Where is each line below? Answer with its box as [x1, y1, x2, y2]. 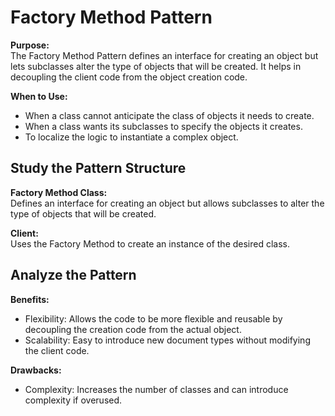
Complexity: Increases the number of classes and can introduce [24, 383, 289, 395]
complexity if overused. [24, 394, 123, 406]
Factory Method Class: [10, 186, 108, 198]
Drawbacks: [10, 364, 62, 376]
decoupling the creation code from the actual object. [24, 323, 242, 335]
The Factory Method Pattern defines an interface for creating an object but [10, 49, 319, 61]
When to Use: [10, 90, 68, 102]
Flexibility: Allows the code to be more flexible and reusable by [24, 312, 283, 325]
